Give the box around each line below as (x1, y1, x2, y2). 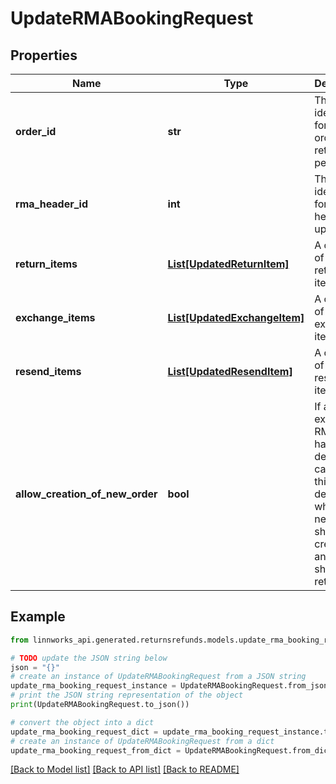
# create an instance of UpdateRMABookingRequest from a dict (10, 736, 275, 746)
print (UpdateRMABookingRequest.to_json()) (10, 700, 190, 710)
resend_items (15, 365, 82, 378)
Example (10, 608, 66, 626)
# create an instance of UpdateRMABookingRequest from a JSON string (10, 672, 307, 682)
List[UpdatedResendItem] (167, 365, 293, 378)
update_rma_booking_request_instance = (10, 681, 177, 691)
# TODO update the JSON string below (10, 653, 168, 663)
